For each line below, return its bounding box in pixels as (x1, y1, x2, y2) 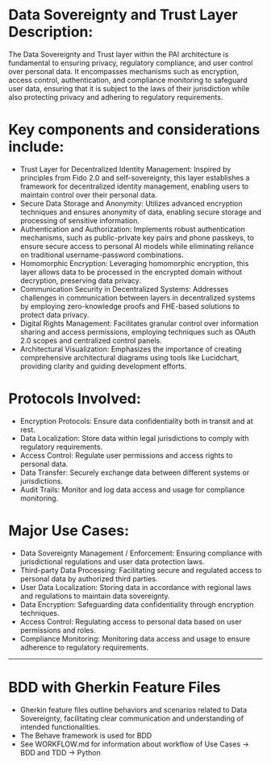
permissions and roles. (19, 625, 96, 634)
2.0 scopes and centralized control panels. (19, 335, 163, 345)
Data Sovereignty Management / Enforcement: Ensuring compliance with (19, 548, 262, 558)
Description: (8, 23, 94, 41)
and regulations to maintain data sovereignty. (19, 591, 171, 601)
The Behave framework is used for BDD (19, 730, 152, 740)
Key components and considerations (8, 121, 261, 139)
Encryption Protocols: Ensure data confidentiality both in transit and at (19, 416, 253, 426)
